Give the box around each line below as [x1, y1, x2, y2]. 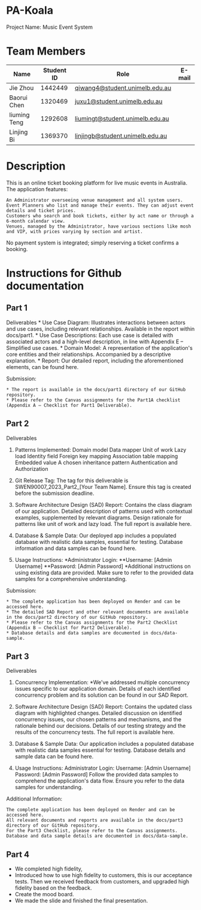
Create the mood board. [14, 891, 74, 898]
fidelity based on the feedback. [14, 884, 92, 891]
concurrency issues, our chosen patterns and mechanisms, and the [14, 716, 181, 723]
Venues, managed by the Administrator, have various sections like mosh [6, 223, 191, 229]
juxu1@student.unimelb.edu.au [74, 97, 163, 105]
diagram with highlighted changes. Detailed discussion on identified [14, 709, 182, 716]
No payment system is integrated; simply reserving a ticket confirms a [6, 239, 179, 246]
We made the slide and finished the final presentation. [14, 897, 148, 905]
